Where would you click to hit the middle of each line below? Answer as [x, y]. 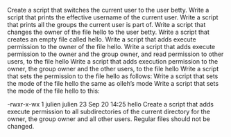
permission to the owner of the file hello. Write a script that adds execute [111, 47]
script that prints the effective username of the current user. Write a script [113, 17]
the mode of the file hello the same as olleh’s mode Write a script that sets [113, 83]
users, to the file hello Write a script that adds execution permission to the [113, 61]
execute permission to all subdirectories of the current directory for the [109, 111]
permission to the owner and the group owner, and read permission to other [115, 54]
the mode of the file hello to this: [53, 91]
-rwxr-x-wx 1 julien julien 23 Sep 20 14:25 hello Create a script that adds [110, 104]
